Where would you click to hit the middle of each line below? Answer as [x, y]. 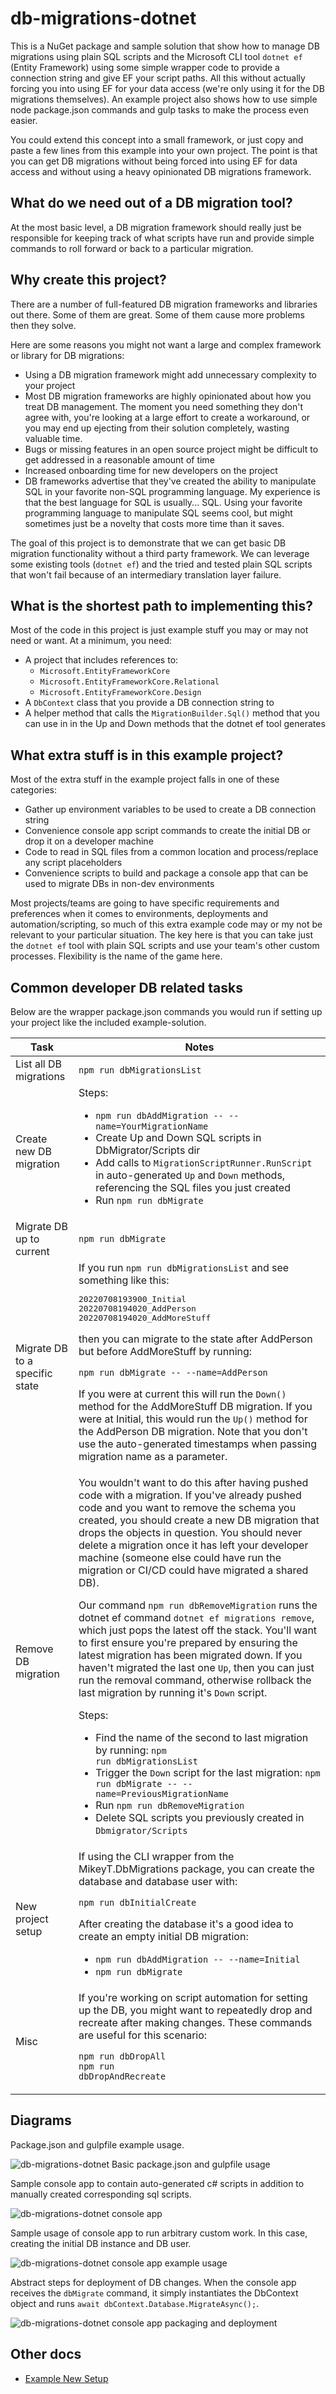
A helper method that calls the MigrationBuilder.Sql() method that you [172, 713]
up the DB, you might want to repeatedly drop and [195, 2010]
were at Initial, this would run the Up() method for [193, 1419]
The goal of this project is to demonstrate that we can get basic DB [148, 543]
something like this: [124, 1280]
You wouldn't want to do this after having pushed [193, 1482]
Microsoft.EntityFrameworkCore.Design [120, 693]
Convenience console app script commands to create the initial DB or [168, 831]
